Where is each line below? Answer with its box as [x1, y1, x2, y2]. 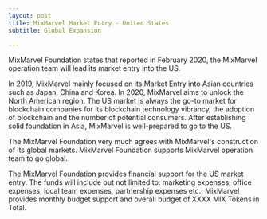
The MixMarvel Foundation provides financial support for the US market [8, 169, 245, 179]
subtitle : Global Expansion [8, 26, 102, 34]
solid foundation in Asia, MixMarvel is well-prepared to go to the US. [8, 121, 233, 131]
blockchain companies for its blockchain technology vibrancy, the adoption [8, 104, 255, 114]
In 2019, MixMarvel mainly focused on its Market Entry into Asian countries [8, 79, 253, 88]
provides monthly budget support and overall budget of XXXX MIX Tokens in [8, 194, 260, 204]
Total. [8, 203, 27, 213]
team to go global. [8, 154, 68, 163]
